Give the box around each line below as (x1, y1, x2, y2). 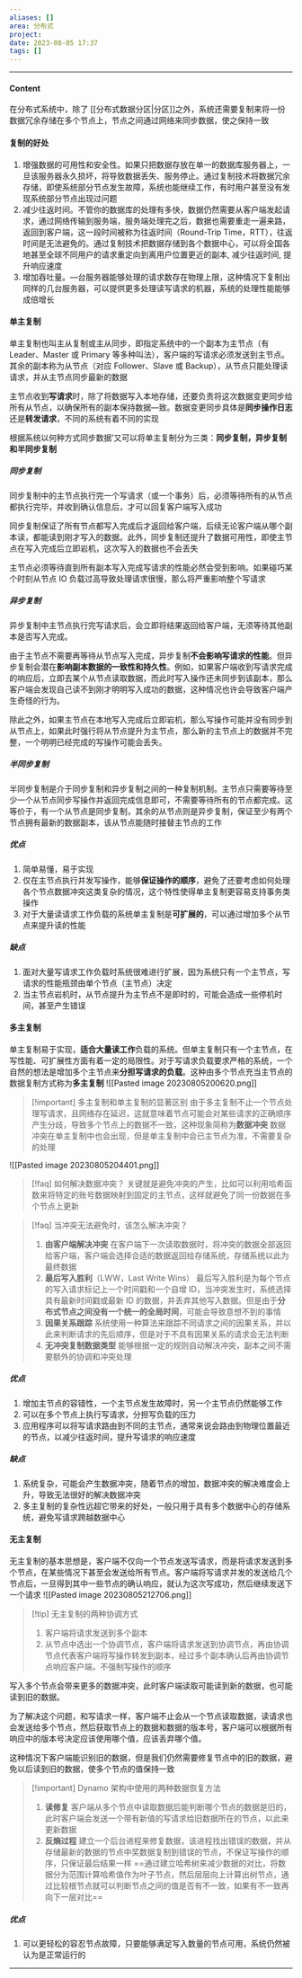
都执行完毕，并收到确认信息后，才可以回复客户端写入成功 (9, 501, 222, 512)
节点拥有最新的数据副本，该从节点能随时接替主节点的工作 (9, 817, 222, 828)
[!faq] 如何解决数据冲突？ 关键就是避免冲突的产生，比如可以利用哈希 (31, 1178, 285, 1189)
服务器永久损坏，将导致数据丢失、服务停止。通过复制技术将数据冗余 (38, 170, 290, 181)
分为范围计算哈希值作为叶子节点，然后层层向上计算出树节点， (52, 1868, 281, 1879)
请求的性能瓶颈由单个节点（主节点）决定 (22, 977, 173, 989)
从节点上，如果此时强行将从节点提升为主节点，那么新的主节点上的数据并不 (9, 725, 285, 736)
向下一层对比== (44, 1891, 103, 1902)
